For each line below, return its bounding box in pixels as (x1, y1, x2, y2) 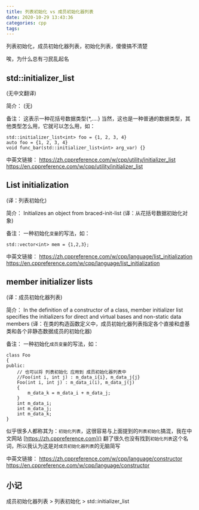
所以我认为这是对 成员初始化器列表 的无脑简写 (16, 442, 121, 449)
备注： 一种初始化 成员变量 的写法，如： (6, 340, 99, 347)
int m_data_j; (17, 405, 52, 411)
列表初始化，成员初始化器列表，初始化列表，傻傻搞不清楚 (6, 42, 148, 50)
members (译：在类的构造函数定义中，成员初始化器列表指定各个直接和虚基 (6, 320, 190, 327)
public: (6, 362, 26, 368)
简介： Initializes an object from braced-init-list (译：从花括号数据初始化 (6, 209, 183, 216)
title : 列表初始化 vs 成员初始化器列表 (6, 8, 94, 15)
